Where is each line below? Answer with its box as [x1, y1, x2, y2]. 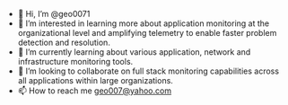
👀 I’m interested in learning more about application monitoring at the [17, 18, 270, 29]
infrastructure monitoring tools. [17, 57, 134, 66]
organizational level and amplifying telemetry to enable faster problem [17, 28, 277, 38]
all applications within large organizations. [17, 75, 173, 85]
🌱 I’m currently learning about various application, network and [17, 47, 251, 57]
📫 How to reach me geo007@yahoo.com [17, 85, 172, 96]
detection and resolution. [17, 37, 110, 48]
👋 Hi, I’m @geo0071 [17, 9, 91, 19]
